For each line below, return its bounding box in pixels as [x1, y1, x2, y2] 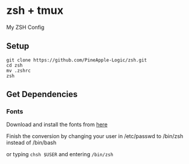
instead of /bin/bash [6, 139, 57, 147]
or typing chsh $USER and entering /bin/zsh [6, 151, 114, 158]
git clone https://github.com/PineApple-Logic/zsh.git [6, 57, 147, 63]
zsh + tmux [6, 4, 63, 17]
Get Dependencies [6, 89, 78, 99]
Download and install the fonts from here [6, 121, 107, 128]
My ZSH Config [6, 24, 45, 31]
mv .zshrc [6, 68, 31, 74]
